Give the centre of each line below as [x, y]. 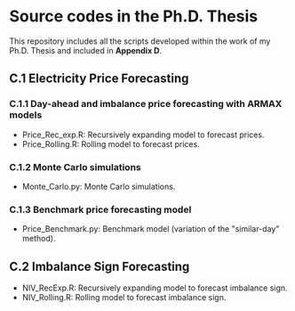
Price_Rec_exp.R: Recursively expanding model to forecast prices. [143, 135]
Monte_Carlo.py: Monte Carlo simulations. [99, 186]
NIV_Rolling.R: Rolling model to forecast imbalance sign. [124, 298]
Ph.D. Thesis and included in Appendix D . [86, 50]
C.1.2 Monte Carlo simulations [75, 167]
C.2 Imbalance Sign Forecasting [100, 266]
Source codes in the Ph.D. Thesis [134, 16]
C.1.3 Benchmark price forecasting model [100, 209]
